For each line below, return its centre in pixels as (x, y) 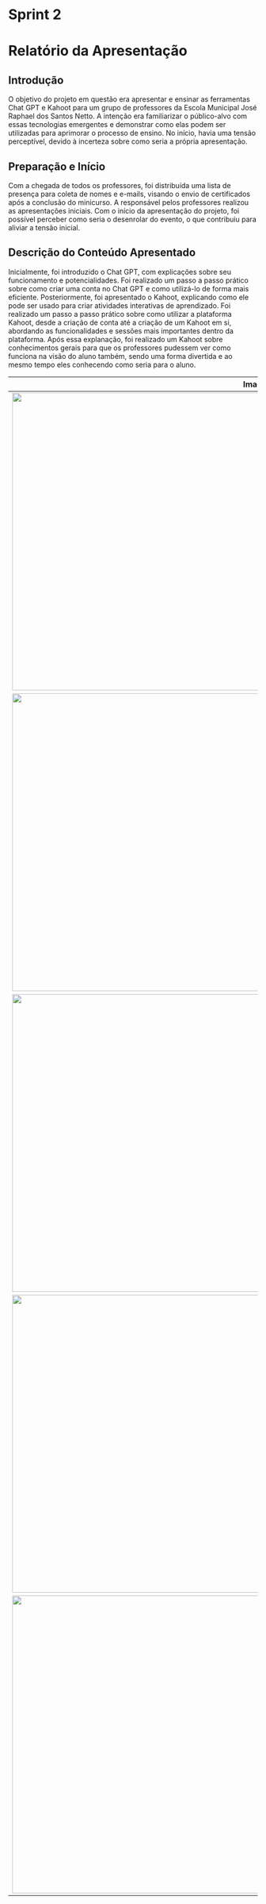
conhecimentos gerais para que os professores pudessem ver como (120, 348)
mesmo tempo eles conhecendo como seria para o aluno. (102, 364)
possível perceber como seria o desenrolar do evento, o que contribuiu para (133, 219)
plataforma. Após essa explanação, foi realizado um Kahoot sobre (116, 339)
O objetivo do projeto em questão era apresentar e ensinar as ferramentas (129, 99)
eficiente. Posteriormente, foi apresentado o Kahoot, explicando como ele (129, 297)
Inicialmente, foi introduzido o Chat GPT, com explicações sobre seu (120, 272)
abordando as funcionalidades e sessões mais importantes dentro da (121, 330)
